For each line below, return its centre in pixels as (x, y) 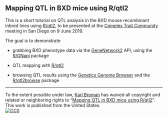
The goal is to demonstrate (33, 40)
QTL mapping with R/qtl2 (38, 65)
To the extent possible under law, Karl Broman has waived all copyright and (83, 94)
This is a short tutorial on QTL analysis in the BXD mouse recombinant (77, 20)
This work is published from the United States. (53, 105)
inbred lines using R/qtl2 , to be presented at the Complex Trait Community (82, 25)
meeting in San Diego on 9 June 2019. (44, 31)
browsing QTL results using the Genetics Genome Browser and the (81, 75)
